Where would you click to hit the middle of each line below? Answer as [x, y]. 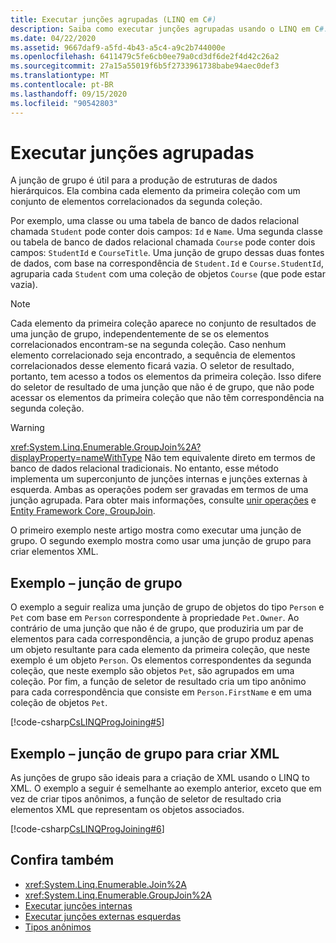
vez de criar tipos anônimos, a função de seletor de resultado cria [146, 799]
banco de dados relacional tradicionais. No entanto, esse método [144, 468]
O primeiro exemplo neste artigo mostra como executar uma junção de [156, 530]
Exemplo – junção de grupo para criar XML [145, 753]
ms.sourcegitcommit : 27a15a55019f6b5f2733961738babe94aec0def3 [145, 66]
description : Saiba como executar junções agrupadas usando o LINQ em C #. [169, 29]
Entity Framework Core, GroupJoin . [83, 511]
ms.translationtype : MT [60, 76]
